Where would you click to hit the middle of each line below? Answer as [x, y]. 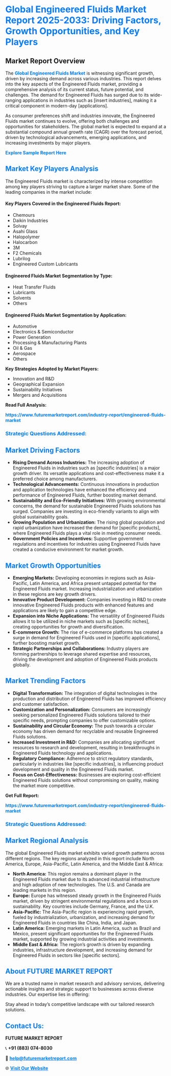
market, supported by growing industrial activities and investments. [83, 939]
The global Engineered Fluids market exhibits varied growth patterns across [85, 853]
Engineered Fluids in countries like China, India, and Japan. [75, 923]
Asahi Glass [25, 232]
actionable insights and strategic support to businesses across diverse [80, 989]
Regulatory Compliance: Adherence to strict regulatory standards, [83, 758]
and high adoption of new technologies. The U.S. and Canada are [81, 884]
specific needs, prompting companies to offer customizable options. [84, 720]
